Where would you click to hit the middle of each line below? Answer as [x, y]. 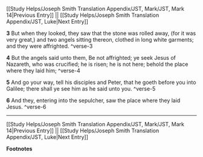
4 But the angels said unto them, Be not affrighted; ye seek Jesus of [91, 58]
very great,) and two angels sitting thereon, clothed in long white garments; [100, 40]
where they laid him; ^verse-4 [43, 71]
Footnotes [19, 149]
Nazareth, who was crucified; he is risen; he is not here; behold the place [97, 64]
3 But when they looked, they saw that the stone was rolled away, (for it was [101, 33]
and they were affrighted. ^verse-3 [50, 46]
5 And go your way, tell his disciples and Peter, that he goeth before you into [101, 82]
